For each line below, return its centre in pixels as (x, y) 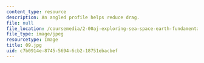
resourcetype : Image (32, 40)
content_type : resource (36, 12)
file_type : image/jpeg (35, 34)
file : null (20, 23)
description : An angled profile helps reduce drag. (73, 17)
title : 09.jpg (24, 46)
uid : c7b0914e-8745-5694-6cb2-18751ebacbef (62, 51)
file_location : (25, 28)
